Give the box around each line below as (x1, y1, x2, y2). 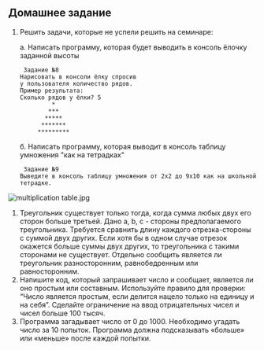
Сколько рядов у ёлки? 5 (19, 94, 102, 101)
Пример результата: (19, 87, 84, 94)
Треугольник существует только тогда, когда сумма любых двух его (19, 208, 252, 217)
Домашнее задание (8, 6, 112, 20)
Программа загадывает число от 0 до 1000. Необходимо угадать (19, 316, 240, 326)
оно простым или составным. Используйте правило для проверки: (19, 283, 246, 293)
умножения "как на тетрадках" (19, 149, 125, 160)
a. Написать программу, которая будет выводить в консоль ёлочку (19, 42, 247, 52)
